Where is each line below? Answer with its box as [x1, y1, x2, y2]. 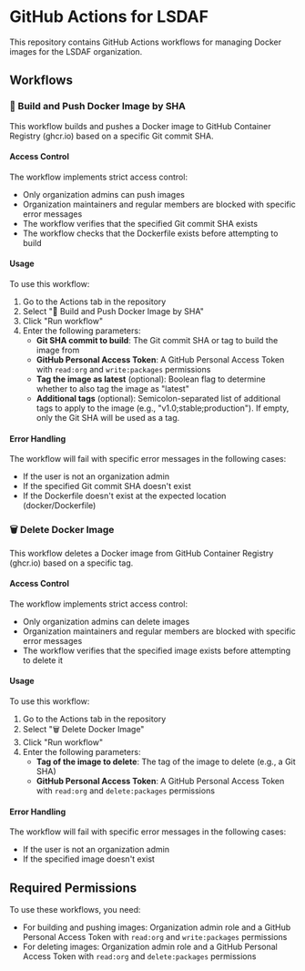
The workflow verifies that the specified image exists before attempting [22, 645, 291, 656]
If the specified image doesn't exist [22, 853, 155, 864]
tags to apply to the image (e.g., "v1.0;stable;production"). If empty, [36, 403, 290, 414]
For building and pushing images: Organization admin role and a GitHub [22, 922, 291, 933]
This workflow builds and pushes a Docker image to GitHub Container [9, 120, 271, 131]
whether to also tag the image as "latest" [36, 383, 189, 394]
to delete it [22, 654, 64, 666]
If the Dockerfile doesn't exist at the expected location [22, 490, 227, 502]
